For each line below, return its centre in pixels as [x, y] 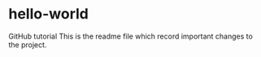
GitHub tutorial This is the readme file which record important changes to [131, 36]
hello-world [49, 14]
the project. [28, 44]
